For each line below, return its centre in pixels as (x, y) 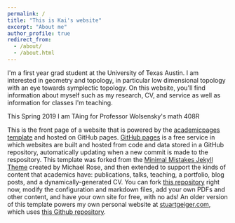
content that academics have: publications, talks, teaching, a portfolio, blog (116, 174)
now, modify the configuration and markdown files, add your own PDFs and (116, 189)
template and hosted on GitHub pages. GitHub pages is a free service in (111, 137)
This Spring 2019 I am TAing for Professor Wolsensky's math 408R (103, 116)
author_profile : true (39, 33)
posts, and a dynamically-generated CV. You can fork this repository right (113, 182)
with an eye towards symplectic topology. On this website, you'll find (106, 88)
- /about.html (34, 53)
